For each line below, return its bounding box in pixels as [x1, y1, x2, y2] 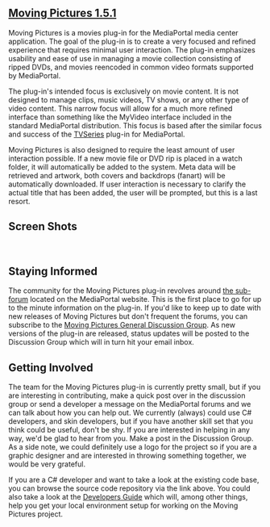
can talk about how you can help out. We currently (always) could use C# [8, 408, 252, 418]
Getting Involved [8, 361, 93, 374]
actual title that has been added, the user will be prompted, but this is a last [8, 187, 258, 197]
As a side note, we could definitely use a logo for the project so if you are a [8, 442, 258, 452]
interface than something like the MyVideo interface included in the [8, 112, 232, 122]
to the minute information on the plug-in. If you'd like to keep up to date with [8, 303, 262, 313]
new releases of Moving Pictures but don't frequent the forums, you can [8, 312, 248, 321]
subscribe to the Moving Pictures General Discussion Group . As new [8, 320, 236, 330]
